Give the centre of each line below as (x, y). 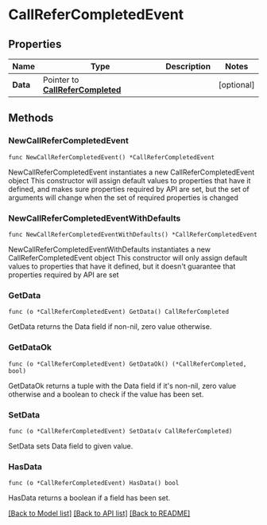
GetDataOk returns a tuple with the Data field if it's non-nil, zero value (122, 386)
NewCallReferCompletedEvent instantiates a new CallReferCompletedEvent (132, 172)
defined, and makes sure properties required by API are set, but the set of (129, 189)
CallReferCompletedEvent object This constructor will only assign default (128, 257)
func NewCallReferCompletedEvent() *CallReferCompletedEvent (112, 157)
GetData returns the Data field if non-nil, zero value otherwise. (110, 327)
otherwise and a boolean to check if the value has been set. (106, 394)
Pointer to (61, 80)
